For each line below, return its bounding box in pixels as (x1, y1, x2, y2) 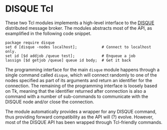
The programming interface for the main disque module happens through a (5, 67, 159, 73)
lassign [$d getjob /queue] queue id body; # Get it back (5, 57, 131, 63)
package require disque (5, 40, 55, 45)
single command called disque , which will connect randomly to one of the (5, 72, 157, 78)
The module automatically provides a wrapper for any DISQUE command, (5, 108, 157, 114)
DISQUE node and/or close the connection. (5, 99, 94, 105)
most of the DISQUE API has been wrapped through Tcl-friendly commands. (5, 119, 163, 125)
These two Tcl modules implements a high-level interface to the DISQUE (5, 20, 154, 26)
